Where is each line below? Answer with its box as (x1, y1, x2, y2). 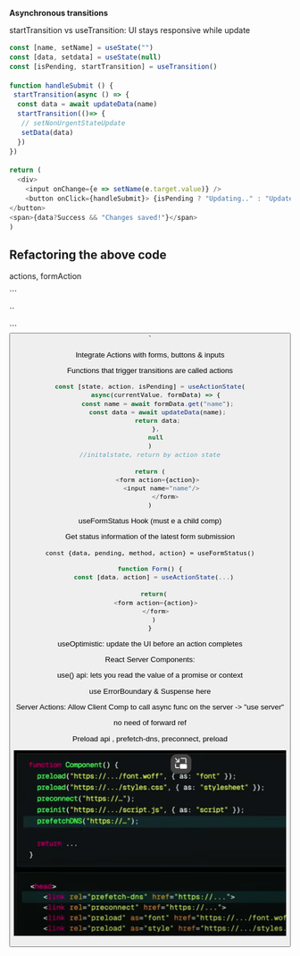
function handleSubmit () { (9, 80, 114, 90)
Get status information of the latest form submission (65, 532, 235, 542)
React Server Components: (104, 655, 196, 664)
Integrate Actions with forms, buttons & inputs (75, 350, 225, 360)
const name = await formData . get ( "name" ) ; (81, 399, 235, 408)
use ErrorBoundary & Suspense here (88, 686, 212, 696)
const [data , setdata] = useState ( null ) (9, 53, 162, 62)
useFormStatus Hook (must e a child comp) (78, 516, 222, 526)
